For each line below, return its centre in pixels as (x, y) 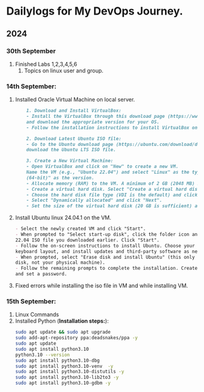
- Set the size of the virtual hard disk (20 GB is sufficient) (109, 206)
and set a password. (41, 274)
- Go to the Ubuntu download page (70, 144)
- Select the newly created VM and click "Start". (80, 229)
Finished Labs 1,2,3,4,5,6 (46, 64)
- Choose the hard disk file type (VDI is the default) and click (112, 195)
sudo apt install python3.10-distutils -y (70, 372)
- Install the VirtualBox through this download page (96, 117)
